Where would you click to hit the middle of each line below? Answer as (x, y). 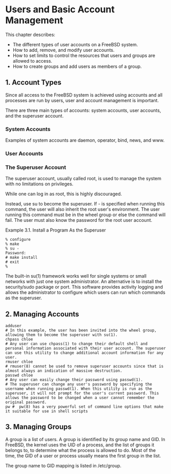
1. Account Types (33, 82)
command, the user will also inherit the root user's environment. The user (83, 210)
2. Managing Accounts (42, 314)
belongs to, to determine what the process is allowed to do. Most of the (81, 450)
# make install (22, 258)
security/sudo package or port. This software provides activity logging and (84, 287)
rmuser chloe (19, 362)
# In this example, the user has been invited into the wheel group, (81, 330)
